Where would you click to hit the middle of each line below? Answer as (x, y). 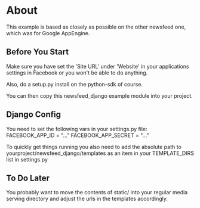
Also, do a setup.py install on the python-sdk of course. (75, 84)
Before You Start (38, 52)
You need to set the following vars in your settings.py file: (77, 129)
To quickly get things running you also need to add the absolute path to (94, 147)
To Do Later (28, 178)
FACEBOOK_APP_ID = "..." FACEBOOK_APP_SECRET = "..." (78, 135)
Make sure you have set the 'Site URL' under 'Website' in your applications (98, 66)
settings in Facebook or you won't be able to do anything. (77, 73)
